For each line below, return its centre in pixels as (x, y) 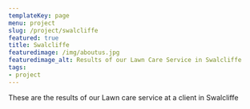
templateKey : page (39, 16)
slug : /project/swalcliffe (53, 30)
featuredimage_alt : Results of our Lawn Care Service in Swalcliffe (125, 60)
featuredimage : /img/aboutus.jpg (64, 53)
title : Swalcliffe (39, 45)
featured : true (34, 38)
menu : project (32, 23)
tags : (17, 68)
